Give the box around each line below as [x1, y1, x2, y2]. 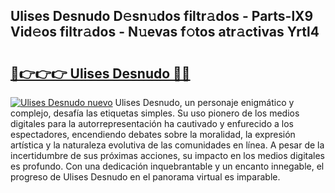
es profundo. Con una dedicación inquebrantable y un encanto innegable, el [10, 160, 325, 172]
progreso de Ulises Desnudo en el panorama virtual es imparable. [10, 171, 281, 183]
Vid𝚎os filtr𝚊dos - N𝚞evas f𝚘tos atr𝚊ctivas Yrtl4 [10, 24, 320, 41]
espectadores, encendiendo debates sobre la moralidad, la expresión [10, 129, 296, 140]
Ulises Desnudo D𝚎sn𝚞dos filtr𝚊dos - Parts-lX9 [10, 8, 314, 25]
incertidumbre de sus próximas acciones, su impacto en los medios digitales [10, 150, 325, 161]
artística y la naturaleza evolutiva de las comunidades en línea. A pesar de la [10, 139, 325, 151]
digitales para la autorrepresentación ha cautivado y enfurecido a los [10, 118, 294, 129]
